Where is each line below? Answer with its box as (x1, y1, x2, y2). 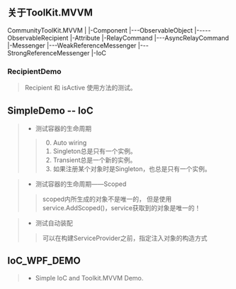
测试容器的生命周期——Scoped (35, 180, 127, 188)
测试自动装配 (35, 219, 73, 227)
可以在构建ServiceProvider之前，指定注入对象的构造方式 (42, 234, 208, 242)
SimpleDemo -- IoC (7, 104, 94, 116)
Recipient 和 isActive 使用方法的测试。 (24, 84, 137, 92)
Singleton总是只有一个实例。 (52, 146, 137, 155)
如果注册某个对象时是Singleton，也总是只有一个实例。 (52, 164, 211, 173)
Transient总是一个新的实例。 (52, 156, 137, 164)
